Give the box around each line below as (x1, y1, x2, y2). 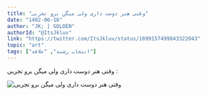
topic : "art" (7, 42, 45, 49)
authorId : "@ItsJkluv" (7, 29, 72, 36)
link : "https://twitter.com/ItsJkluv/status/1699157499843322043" (7, 36, 201, 42)
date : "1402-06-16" (7, 16, 63, 23)
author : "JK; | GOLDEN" (7, 23, 75, 29)
